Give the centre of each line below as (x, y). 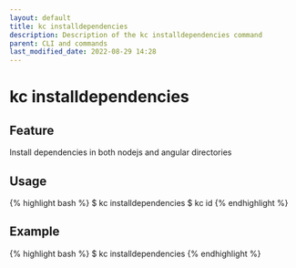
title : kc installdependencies (69, 26)
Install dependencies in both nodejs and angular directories (121, 152)
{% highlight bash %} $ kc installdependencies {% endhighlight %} (135, 253)
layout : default (40, 18)
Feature (32, 130)
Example (35, 232)
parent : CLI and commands (58, 43)
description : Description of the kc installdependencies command (136, 35)
